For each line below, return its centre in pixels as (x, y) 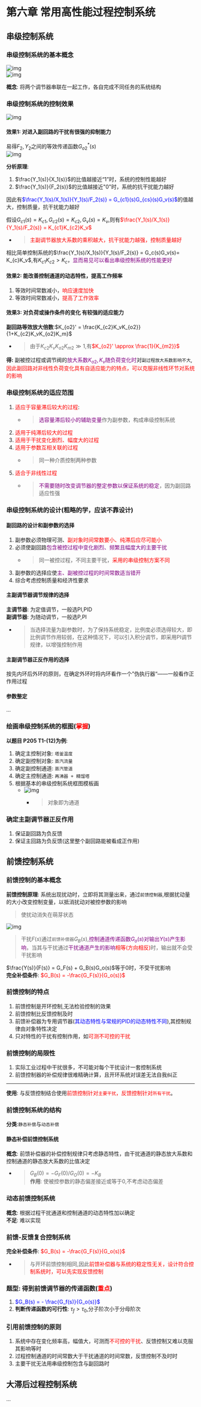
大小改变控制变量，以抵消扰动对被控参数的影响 (69, 902)
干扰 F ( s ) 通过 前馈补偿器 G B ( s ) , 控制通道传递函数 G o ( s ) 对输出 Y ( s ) (95, 939)
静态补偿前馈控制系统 (32, 1139)
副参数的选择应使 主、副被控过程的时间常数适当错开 (78, 573)
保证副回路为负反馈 (39, 834)
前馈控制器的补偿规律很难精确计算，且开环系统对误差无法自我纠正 (96, 1075)
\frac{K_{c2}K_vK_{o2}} (112, 327)
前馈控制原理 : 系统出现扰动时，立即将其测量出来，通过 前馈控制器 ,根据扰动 (96, 894)
